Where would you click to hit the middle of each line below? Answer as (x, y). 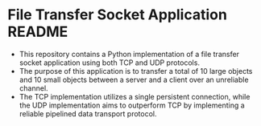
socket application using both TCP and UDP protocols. (110, 63)
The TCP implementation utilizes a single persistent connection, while (135, 96)
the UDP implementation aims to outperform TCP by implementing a (132, 105)
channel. (34, 88)
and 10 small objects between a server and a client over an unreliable (134, 79)
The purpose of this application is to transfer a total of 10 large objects (136, 71)
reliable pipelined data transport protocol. (88, 113)
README (38, 32)
